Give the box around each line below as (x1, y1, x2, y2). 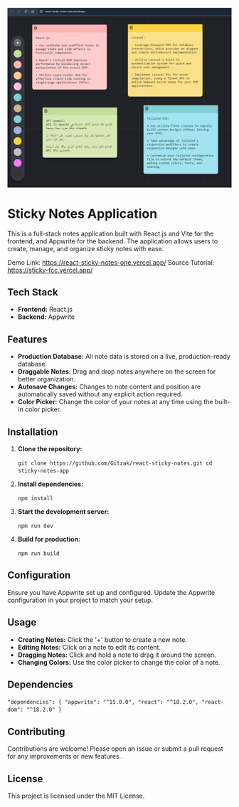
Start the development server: (17, 507, 110, 516)
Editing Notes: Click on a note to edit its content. (17, 643, 161, 651)
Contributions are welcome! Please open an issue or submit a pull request (7, 744, 224, 753)
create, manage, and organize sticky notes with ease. (7, 244, 164, 253)
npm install (17, 495, 53, 502)
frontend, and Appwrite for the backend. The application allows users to (7, 236, 218, 246)
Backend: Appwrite (17, 312, 75, 321)
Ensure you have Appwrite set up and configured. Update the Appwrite (7, 588, 216, 596)
